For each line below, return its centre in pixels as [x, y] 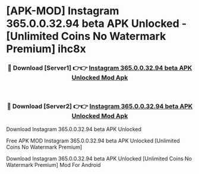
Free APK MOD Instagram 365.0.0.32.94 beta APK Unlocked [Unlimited [93, 141]
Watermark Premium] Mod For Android [53, 164]
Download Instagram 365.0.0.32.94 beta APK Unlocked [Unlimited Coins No [99, 159]
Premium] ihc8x [46, 49]
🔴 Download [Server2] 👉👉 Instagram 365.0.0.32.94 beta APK [100, 107]
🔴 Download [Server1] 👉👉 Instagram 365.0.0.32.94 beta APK [100, 68]
